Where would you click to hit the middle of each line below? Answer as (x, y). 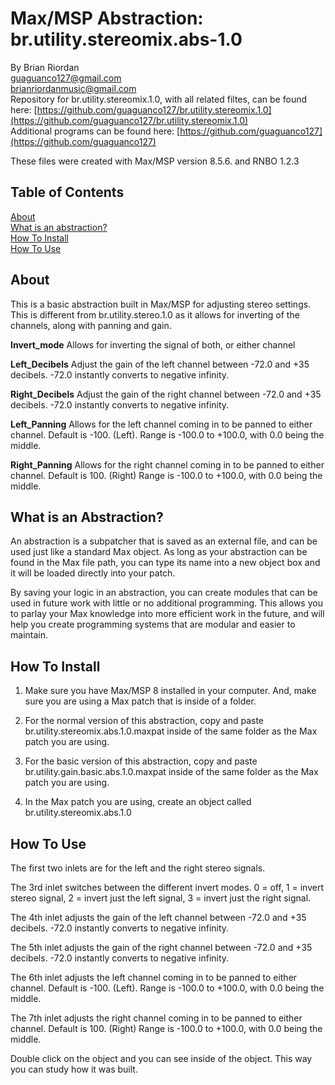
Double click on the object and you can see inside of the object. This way (161, 1058)
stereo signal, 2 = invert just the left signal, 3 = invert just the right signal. (161, 898)
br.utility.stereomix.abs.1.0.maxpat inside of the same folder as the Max (171, 731)
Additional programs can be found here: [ (95, 131)
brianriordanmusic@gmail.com (73, 88)
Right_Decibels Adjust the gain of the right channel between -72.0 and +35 (166, 394)
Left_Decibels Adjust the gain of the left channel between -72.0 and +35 (160, 364)
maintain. (29, 635)
